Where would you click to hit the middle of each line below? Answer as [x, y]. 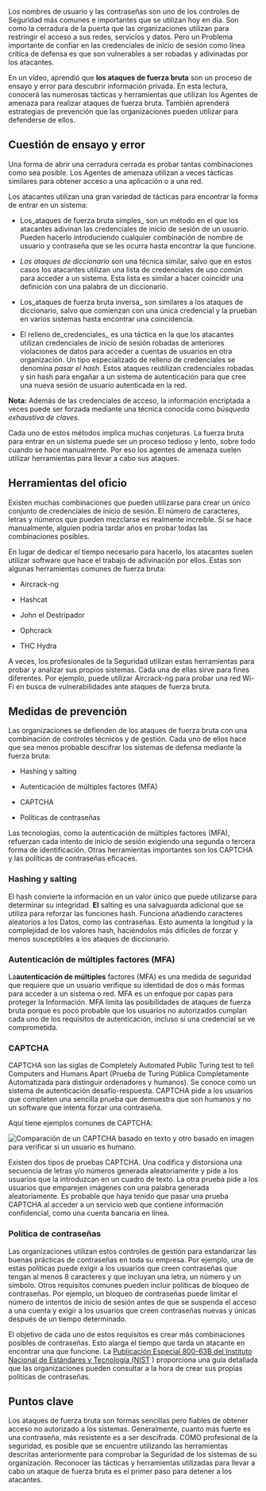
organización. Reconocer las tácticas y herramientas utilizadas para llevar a [132, 1463]
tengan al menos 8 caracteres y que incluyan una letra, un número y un [125, 1276]
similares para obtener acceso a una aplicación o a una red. [106, 181]
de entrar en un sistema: [48, 205]
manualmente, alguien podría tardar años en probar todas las [108, 528]
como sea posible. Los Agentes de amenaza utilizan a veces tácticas [121, 172]
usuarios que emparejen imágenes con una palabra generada [109, 1188]
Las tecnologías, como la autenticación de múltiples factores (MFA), [119, 833]
